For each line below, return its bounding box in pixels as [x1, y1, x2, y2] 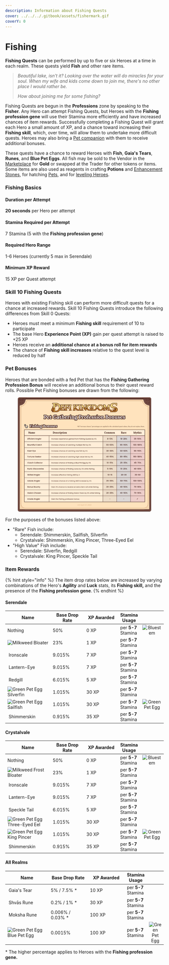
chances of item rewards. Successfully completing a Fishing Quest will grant [5, 119, 164, 125]
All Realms [5, 859, 28, 865]
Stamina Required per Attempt [5, 219, 70, 226]
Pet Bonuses [5, 365, 37, 372]
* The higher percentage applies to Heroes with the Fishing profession [5, 949, 153, 955]
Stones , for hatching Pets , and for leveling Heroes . [5, 172, 110, 178]
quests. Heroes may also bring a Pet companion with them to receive [5, 135, 148, 141]
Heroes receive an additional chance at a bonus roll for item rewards [12, 342, 157, 348]
